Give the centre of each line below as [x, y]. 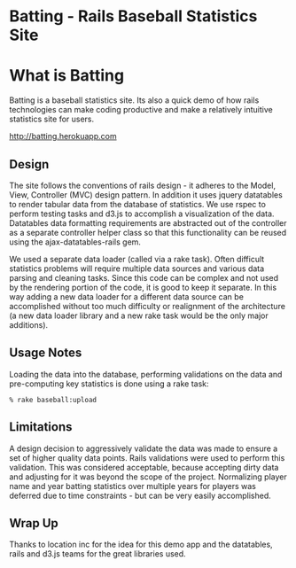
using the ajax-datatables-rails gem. [75, 242]
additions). [29, 324]
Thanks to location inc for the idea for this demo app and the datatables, [141, 545]
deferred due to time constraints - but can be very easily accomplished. [140, 495]
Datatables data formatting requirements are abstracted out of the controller [148, 222]
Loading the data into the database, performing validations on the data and [146, 374]
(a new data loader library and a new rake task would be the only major [139, 315]
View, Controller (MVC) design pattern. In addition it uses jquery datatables [146, 195]
